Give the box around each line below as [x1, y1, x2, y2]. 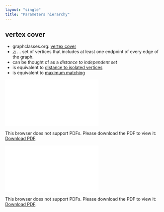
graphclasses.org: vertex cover [12, 43, 77, 50]
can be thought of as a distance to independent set [12, 59, 118, 65]
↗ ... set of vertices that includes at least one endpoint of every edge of [12, 49, 159, 55]
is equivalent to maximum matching [12, 70, 85, 76]
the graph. [12, 54, 34, 60]
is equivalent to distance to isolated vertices [12, 65, 103, 71]
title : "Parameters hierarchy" [5, 12, 70, 17]
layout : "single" [5, 7, 41, 12]
